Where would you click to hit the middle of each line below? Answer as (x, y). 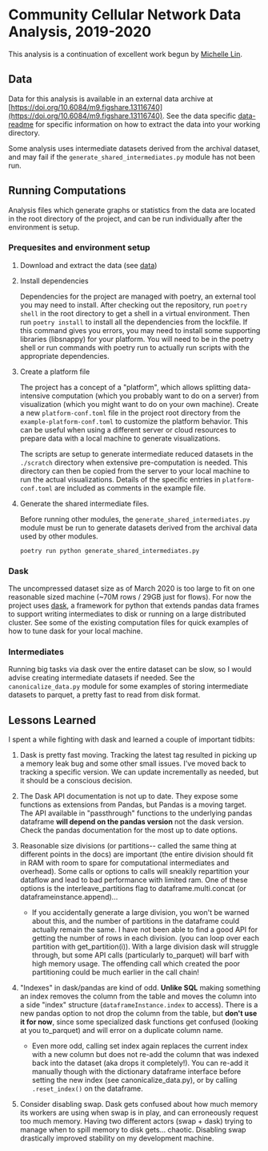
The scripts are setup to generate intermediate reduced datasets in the (136, 453)
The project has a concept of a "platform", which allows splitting (126, 387)
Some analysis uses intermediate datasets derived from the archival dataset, (134, 148)
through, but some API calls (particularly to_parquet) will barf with (140, 955)
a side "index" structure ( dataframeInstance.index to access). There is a (139, 1005)
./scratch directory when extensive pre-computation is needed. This (134, 462)
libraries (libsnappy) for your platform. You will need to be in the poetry (136, 339)
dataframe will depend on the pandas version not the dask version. (132, 822)
